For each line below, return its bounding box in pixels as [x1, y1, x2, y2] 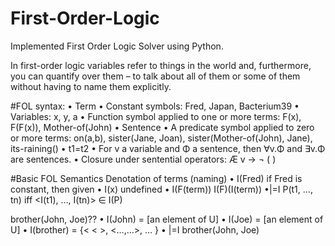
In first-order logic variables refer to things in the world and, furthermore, [10, 59, 312, 71]
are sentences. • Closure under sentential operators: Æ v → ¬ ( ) [10, 153, 277, 165]
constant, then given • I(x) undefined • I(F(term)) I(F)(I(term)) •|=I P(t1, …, [10, 183, 313, 195]
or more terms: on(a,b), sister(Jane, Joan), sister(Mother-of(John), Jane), [10, 132, 313, 144]
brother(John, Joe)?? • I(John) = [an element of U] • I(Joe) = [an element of [10, 213, 324, 225]
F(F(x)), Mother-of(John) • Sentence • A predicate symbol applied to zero [10, 121, 315, 133]
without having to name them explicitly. [10, 80, 172, 92]
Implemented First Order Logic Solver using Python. [10, 40, 224, 52]
